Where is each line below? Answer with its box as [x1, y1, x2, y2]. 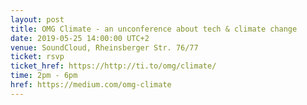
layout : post [10, 14, 65, 25]
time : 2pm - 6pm [10, 71, 78, 81]
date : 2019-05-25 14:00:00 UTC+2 [10, 33, 150, 43]
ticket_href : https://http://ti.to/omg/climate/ [10, 61, 217, 71]
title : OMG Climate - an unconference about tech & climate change [10, 24, 298, 34]
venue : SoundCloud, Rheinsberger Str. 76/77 [10, 42, 199, 53]
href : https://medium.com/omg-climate [10, 80, 172, 90]
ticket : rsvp [10, 52, 65, 62]
